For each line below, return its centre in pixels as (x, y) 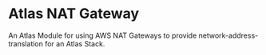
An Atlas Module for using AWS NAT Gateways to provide (103, 35)
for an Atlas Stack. (75, 43)
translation (26, 43)
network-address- (228, 35)
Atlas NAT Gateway (74, 14)
